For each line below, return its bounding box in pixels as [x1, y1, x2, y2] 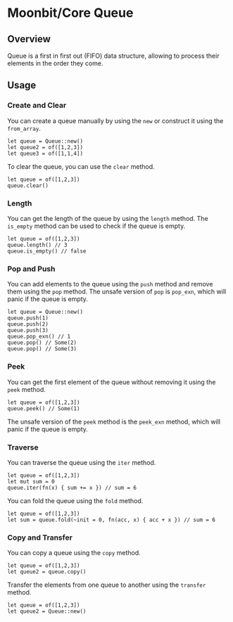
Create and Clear [7, 101, 67, 110]
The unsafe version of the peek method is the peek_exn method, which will [7, 417, 220, 426]
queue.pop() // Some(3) [7, 345, 77, 353]
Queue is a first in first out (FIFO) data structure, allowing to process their [7, 51, 220, 60]
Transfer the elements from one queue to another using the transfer [7, 580, 206, 589]
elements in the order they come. [7, 59, 103, 68]
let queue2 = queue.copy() [7, 569, 87, 576]
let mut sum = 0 [7, 478, 55, 485]
